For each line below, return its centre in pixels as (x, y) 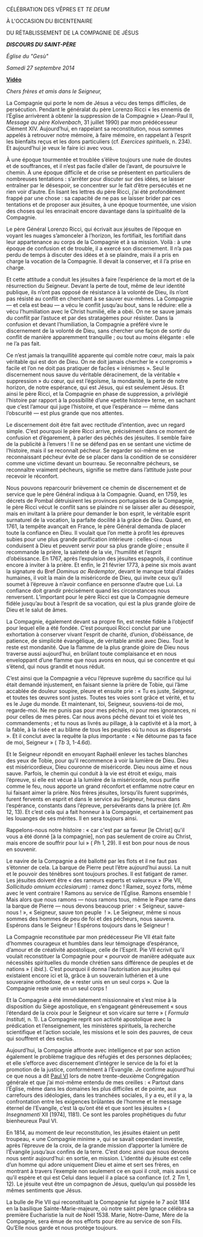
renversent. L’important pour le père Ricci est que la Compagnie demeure (98, 597)
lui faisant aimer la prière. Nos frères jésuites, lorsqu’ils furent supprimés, (97, 793)
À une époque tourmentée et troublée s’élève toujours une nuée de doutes (99, 160)
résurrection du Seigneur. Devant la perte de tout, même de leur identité (96, 286)
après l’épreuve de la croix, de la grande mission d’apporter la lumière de (97, 1145)
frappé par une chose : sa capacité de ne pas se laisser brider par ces (94, 198)
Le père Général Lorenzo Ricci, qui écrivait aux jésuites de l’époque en (94, 229)
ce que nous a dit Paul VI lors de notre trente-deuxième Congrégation (93, 1076)
